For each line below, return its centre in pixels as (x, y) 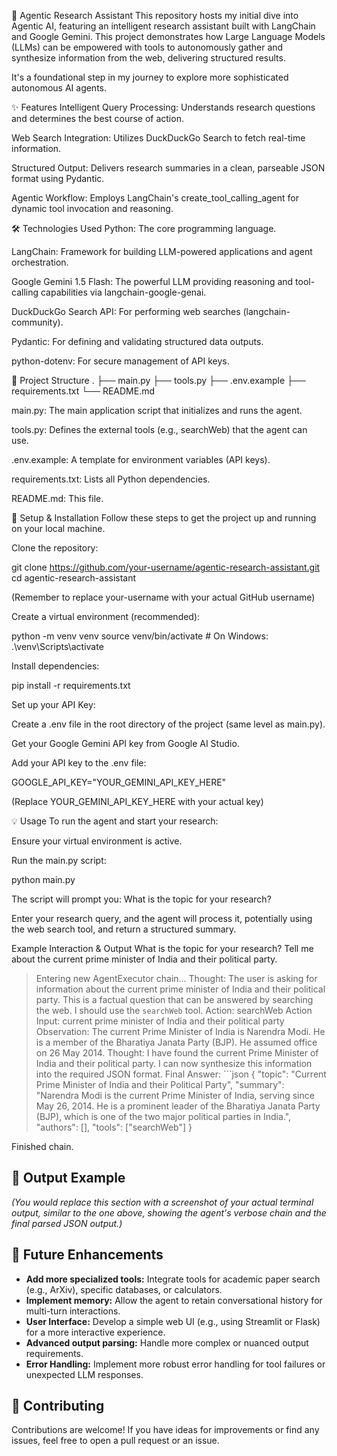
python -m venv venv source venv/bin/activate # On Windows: (140, 636)
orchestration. (40, 262)
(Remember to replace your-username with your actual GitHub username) (163, 597)
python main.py (43, 879)
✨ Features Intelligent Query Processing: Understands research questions (163, 107)
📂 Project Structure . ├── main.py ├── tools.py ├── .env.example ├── (158, 380)
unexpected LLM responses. (84, 1374)
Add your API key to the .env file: (79, 763)
